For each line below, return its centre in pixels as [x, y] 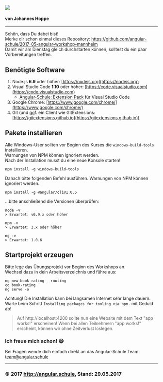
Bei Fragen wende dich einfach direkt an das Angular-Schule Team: [72, 351]
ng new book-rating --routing [36, 281]
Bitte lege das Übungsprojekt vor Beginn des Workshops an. [65, 267]
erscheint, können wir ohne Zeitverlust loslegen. [65, 328]
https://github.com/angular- [119, 39]
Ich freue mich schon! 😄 [34, 341]
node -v [13, 210]
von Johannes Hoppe [27, 18]
